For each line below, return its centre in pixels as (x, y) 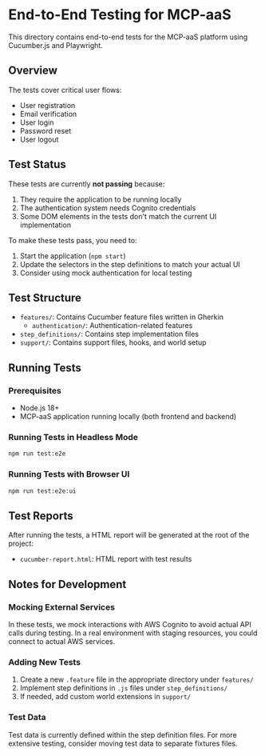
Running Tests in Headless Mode (73, 437)
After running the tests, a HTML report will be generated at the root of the (129, 535)
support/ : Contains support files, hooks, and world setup (113, 342)
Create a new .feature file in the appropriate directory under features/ (136, 680)
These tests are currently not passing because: (87, 184)
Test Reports (41, 516)
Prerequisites (35, 390)
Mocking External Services (62, 607)
